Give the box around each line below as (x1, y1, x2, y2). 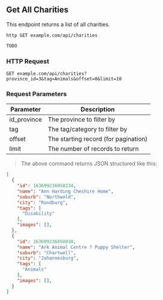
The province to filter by (47, 115, 116, 124)
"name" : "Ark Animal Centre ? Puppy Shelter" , (17, 244, 135, 250)
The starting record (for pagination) (47, 135, 148, 143)
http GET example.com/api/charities (6, 32, 98, 38)
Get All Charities (6, 5, 69, 15)
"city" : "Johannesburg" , (17, 255, 79, 262)
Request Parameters (6, 89, 67, 98)
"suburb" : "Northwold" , (17, 194, 77, 200)
